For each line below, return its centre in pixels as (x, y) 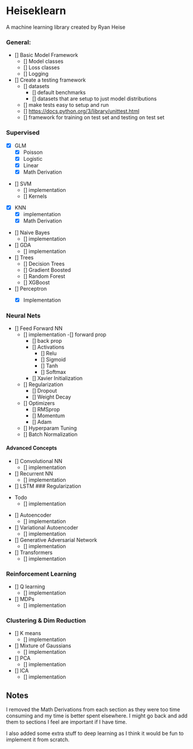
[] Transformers (33, 552)
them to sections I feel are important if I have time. (67, 722)
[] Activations (48, 347)
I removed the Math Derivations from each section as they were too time (93, 709)
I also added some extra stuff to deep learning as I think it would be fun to (95, 733)
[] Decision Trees (44, 264)
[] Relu (49, 353)
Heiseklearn (36, 11)
